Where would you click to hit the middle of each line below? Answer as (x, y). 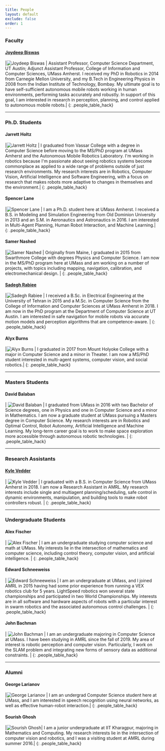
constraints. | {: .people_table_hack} (41, 655)
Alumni (14, 673)
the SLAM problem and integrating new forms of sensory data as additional (81, 650)
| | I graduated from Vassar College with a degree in (72, 145)
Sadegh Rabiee (21, 285)
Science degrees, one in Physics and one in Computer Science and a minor (81, 410)
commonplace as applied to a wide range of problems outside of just (75, 166)
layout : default (22, 14)
